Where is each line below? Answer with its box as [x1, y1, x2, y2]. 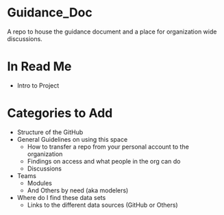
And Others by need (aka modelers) [27, 186, 129, 194]
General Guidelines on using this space [16, 135, 128, 143]
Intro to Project [16, 81, 60, 90]
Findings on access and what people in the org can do [27, 157, 181, 165]
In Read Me [7, 59, 72, 75]
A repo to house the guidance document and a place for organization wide [7, 27, 217, 36]
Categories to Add [7, 105, 113, 121]
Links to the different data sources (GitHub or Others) [27, 201, 178, 209]
